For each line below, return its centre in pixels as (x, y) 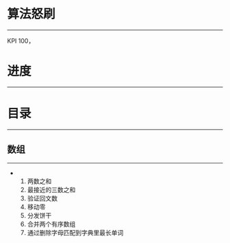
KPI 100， (21, 40)
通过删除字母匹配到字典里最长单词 (75, 232)
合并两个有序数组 (51, 224)
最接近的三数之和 (51, 189)
